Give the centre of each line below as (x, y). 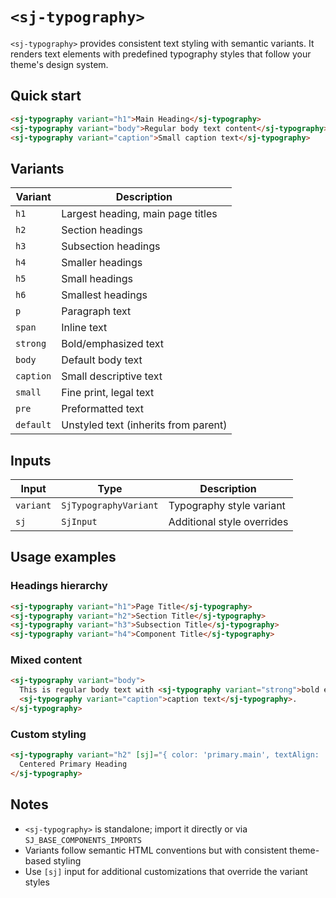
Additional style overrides (228, 521)
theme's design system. (59, 64)
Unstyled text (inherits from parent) (144, 425)
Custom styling (48, 734)
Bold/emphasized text (113, 344)
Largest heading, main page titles (139, 214)
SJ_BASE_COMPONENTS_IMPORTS (83, 840)
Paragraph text (96, 311)
